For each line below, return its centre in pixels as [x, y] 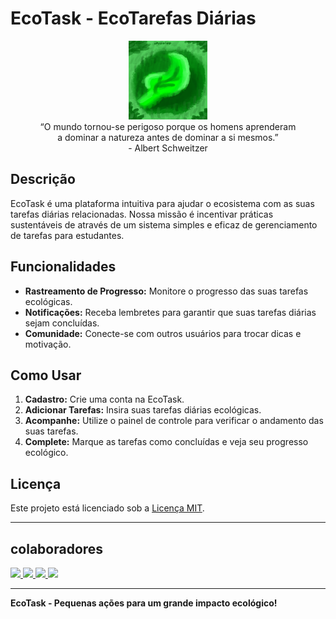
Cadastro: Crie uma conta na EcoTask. [104, 399]
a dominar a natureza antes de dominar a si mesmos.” [168, 137]
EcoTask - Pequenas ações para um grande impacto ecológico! [144, 603]
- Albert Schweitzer [168, 148]
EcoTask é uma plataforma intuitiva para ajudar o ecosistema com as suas [162, 203]
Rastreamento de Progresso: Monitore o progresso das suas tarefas [166, 291]
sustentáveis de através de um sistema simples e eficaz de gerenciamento [164, 224]
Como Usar [46, 375]
